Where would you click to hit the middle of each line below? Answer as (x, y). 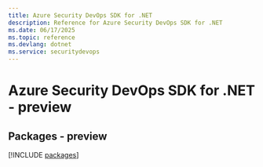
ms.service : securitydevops (54, 52)
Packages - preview (58, 136)
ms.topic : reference (42, 37)
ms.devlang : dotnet (40, 45)
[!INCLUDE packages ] (44, 155)
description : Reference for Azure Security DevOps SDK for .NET (115, 23)
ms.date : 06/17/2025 (42, 30)
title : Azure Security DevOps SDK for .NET (80, 15)
